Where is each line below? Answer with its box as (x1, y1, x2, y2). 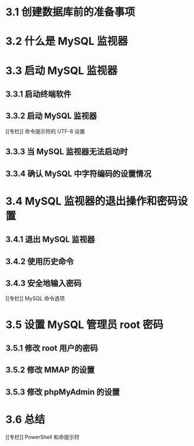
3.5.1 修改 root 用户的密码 (5, 343, 98, 353)
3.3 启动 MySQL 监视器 (5, 64, 118, 77)
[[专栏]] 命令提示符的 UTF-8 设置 (5, 127, 86, 135)
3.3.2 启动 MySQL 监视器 (5, 111, 97, 121)
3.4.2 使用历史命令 (5, 256, 74, 266)
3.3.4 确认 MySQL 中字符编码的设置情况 (5, 169, 152, 179)
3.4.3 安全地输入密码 (5, 278, 82, 288)
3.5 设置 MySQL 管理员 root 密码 (5, 318, 163, 331)
